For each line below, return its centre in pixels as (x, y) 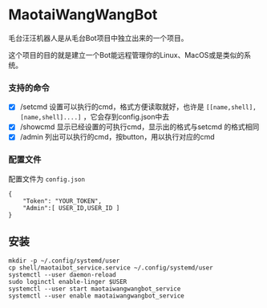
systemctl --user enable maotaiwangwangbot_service (96, 296)
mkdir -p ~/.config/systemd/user (64, 261)
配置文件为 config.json (47, 179)
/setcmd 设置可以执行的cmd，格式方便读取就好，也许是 (112, 107)
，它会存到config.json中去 (126, 117)
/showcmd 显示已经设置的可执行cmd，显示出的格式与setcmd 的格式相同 (140, 127)
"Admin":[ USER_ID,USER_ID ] (71, 208)
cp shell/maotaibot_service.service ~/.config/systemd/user (111, 267)
